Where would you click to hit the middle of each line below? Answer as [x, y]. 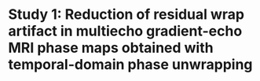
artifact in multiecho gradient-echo [125, 31]
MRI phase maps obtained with [111, 48]
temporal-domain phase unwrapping [130, 65]
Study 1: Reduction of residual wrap [126, 15]
